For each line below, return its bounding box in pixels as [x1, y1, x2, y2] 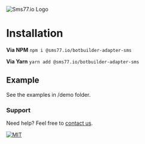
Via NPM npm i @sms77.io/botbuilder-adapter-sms [6, 46, 132, 53]
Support [6, 106, 31, 114]
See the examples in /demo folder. [6, 91, 91, 98]
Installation [6, 27, 64, 40]
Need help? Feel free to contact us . [6, 120, 93, 127]
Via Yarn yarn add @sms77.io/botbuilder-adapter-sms [6, 57, 140, 65]
